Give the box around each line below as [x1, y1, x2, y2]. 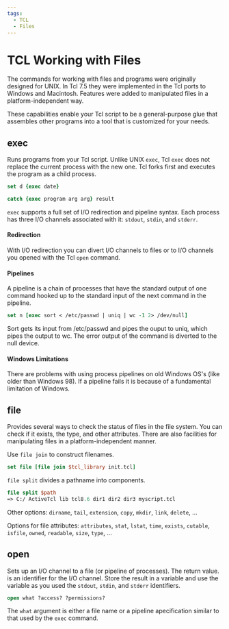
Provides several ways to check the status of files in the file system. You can [7, 423, 223, 431]
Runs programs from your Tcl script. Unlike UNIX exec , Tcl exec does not [7, 156, 211, 164]
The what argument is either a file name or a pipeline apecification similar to [7, 607, 219, 615]
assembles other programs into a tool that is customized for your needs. [7, 117, 211, 125]
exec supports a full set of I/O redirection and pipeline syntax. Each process [7, 208, 220, 216]
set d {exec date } [7, 183, 59, 190]
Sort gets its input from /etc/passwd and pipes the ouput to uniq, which [7, 325, 208, 333]
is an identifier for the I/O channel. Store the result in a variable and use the [7, 573, 219, 582]
